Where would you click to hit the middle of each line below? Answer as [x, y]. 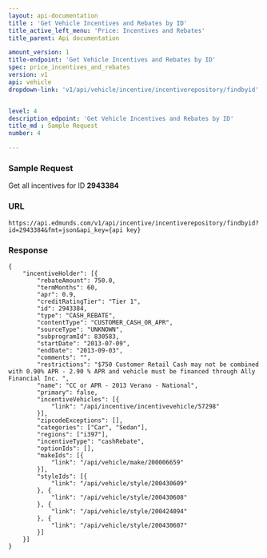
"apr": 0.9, [57, 294]
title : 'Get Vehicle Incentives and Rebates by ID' [98, 23]
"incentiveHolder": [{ [60, 273]
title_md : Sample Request [53, 126]
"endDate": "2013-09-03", [80, 350]
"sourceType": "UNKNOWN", [80, 329]
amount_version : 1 [39, 53]
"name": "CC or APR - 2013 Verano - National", [118, 385]
